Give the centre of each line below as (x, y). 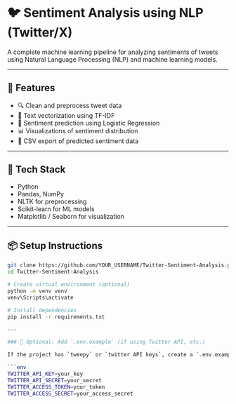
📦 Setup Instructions (55, 245)
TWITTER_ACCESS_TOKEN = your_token (56, 387)
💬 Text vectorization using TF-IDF (66, 115)
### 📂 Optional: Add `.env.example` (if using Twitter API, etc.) (106, 342)
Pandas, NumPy (41, 194)
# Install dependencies (42, 310)
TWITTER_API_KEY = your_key (45, 374)
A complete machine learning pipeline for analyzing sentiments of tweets (113, 52)
